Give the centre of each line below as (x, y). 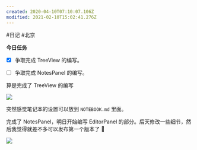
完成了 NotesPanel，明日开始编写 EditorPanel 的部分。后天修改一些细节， (96, 122)
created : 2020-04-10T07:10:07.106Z (50, 12)
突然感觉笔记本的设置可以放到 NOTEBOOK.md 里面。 (66, 109)
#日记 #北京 (21, 35)
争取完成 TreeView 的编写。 (48, 60)
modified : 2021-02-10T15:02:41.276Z (51, 17)
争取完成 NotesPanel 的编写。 (51, 72)
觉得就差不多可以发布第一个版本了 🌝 (61, 129)
